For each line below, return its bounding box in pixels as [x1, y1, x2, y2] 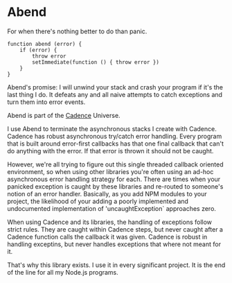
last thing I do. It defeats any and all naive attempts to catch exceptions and [7, 90, 223, 98]
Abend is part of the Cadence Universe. [7, 111, 121, 119]
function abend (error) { [7, 40, 82, 47]
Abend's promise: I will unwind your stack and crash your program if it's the [7, 83, 224, 91]
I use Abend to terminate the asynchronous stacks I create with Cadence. [7, 124, 217, 132]
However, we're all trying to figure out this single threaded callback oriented [7, 160, 224, 169]
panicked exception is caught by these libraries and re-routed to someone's [7, 182, 224, 191]
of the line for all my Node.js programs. [7, 268, 119, 276]
